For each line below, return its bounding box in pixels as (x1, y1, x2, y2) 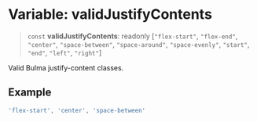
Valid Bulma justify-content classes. (8, 63, 124, 72)
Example (8, 86, 52, 99)
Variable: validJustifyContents (8, 5, 212, 23)
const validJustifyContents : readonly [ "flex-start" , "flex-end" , (27, 31, 238, 41)
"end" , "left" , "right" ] (27, 48, 102, 57)
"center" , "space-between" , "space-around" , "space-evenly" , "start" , (27, 39, 250, 48)
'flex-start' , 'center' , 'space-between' (8, 106, 146, 114)
